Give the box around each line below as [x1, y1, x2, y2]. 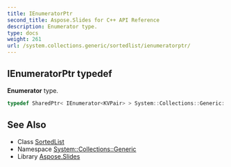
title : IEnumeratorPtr [7, 10, 73, 17]
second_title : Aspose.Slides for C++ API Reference [7, 17, 160, 24]
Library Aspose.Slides [17, 152, 80, 160]
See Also [7, 119, 46, 131]
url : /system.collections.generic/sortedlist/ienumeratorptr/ [7, 42, 191, 49]
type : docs [7, 29, 39, 37]
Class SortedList [17, 137, 65, 146]
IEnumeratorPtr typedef [7, 68, 112, 80]
